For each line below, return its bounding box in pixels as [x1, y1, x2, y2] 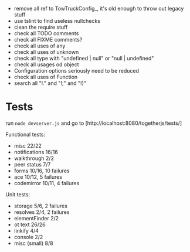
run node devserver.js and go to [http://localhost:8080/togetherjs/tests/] [5, 120, 182, 127]
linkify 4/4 [13, 227, 39, 234]
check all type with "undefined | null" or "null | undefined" [13, 55, 154, 62]
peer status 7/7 [13, 161, 51, 168]
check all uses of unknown [13, 49, 79, 55]
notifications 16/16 [13, 148, 58, 155]
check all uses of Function [13, 73, 78, 80]
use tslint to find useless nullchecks [13, 18, 101, 24]
